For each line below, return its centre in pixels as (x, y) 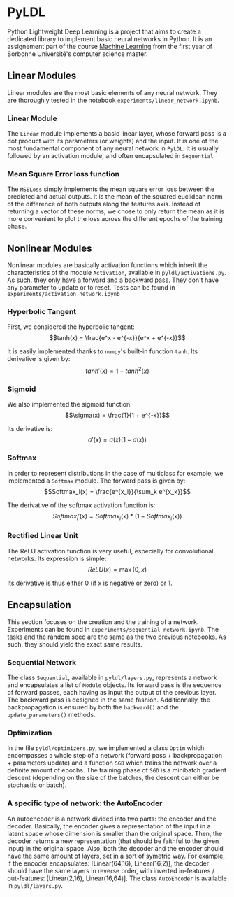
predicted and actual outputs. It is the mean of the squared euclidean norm (115, 197)
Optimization (30, 733)
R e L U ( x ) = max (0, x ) (117, 569)
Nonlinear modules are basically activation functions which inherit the (108, 265)
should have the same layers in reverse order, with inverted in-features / (111, 870)
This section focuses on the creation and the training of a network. (103, 622)
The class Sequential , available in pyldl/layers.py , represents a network (112, 677)
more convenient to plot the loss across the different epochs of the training (115, 219)
